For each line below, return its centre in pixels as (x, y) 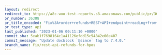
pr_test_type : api (23, 27)
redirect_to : (18, 14)
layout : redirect (22, 9)
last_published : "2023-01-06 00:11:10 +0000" (51, 32)
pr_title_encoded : (23, 23)
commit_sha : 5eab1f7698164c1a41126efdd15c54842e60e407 (61, 36)
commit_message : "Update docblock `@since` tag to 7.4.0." (65, 41)
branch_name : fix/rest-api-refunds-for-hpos (50, 45)
